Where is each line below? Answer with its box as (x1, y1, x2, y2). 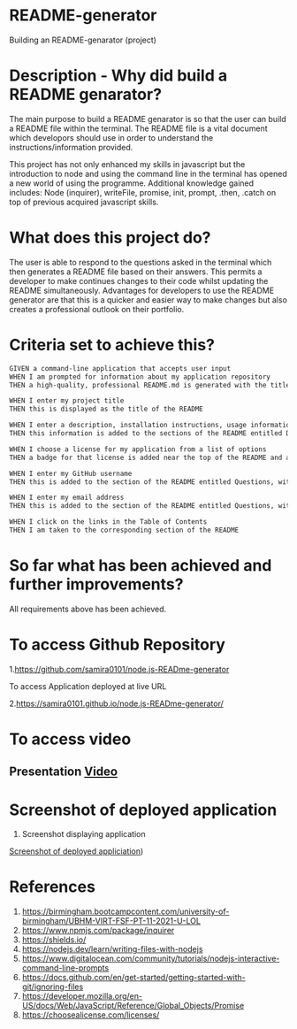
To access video (9, 729, 132, 749)
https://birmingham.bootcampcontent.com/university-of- (21, 906, 230, 917)
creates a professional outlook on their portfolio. (9, 303, 185, 314)
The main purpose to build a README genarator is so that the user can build (9, 113, 286, 124)
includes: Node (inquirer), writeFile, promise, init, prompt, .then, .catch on (9, 187, 277, 197)
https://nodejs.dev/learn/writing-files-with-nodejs (21, 944, 203, 955)
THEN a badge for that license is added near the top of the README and (9, 453, 283, 462)
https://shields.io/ (21, 934, 87, 945)
